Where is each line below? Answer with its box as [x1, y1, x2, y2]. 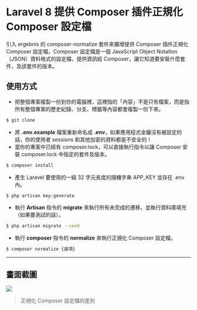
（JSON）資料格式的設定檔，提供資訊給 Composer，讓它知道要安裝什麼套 [6, 55, 186, 62]
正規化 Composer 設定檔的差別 [20, 297, 96, 304]
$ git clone [6, 117, 35, 123]
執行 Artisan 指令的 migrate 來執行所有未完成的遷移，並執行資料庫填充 [14, 204, 186, 211]
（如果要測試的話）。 [14, 211, 64, 218]
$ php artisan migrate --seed [6, 223, 80, 229]
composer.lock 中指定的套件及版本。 [21, 150, 110, 157]
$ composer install [6, 162, 54, 168]
